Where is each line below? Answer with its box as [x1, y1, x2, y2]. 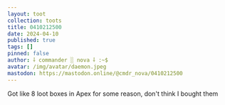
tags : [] [7, 43, 33, 50]
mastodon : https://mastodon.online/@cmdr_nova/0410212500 [7, 70, 183, 77]
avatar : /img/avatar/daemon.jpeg [7, 63, 107, 70]
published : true [7, 37, 56, 44]
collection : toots [7, 17, 62, 24]
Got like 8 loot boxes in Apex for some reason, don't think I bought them [7, 89, 219, 98]
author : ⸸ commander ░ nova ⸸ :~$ [7, 57, 108, 64]
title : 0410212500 [7, 23, 62, 31]
